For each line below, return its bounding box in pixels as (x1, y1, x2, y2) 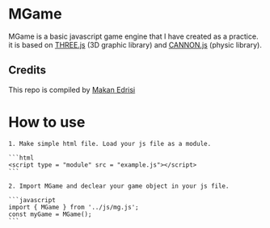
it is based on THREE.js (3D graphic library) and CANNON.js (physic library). (8, 39, 263, 49)
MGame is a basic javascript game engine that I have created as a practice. (8, 31, 259, 41)
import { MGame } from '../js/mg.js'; (8, 203, 139, 211)
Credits (8, 64, 47, 77)
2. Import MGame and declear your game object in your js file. (8, 182, 230, 190)
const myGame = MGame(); (8, 210, 92, 218)
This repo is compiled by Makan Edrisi (8, 85, 136, 94)
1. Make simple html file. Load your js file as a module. (8, 139, 212, 147)
